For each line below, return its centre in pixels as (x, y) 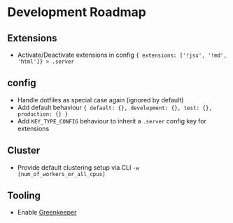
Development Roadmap (77, 12)
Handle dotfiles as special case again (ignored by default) (100, 100)
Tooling (24, 196)
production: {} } (43, 114)
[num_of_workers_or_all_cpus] (62, 174)
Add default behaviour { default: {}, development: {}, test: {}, (114, 107)
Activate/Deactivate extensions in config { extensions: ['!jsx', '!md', (122, 55)
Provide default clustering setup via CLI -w (78, 167)
